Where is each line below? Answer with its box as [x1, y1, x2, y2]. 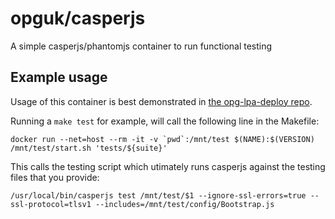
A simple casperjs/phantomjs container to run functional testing [10, 40, 273, 52]
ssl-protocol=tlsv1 [10, 199, 92, 209]
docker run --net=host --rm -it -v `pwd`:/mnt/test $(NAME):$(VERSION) [10, 134, 315, 144]
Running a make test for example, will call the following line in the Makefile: [10, 115, 320, 127]
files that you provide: [10, 171, 100, 183]
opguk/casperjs [10, 7, 146, 30]
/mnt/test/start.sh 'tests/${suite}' [10, 143, 168, 153]
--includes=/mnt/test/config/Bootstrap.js [95, 199, 275, 209]
